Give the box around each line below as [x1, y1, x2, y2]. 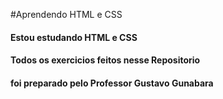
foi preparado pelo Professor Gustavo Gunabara [10, 77, 214, 89]
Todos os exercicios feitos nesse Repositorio [10, 54, 201, 66]
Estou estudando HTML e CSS [10, 31, 138, 43]
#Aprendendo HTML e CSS [10, 9, 123, 20]
